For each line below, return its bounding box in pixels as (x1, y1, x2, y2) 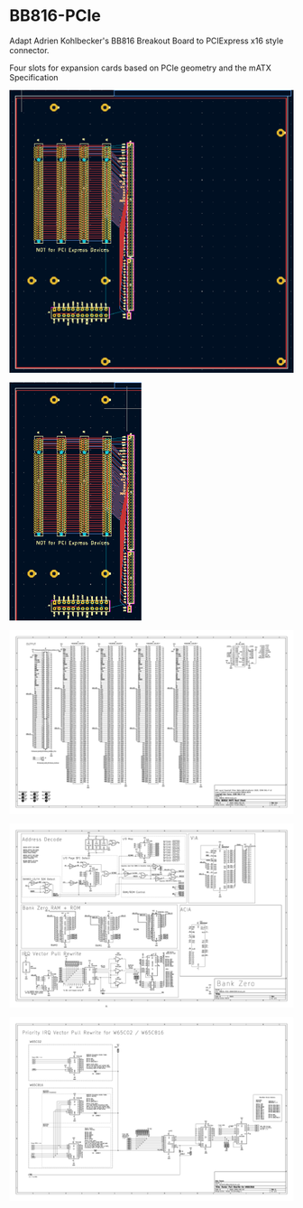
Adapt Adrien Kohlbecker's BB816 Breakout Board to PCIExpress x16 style (9, 35, 284, 46)
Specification (9, 71, 59, 82)
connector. (9, 44, 50, 55)
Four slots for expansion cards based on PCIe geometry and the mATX (9, 62, 272, 73)
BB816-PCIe (9, 5, 102, 26)
